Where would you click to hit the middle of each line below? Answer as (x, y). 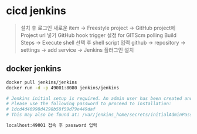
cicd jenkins (36, 11)
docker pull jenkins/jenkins (42, 82)
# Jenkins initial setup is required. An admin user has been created (94, 98)
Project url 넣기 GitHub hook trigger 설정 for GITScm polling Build (98, 35)
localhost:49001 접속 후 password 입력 (52, 125)
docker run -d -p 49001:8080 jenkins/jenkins (62, 88)
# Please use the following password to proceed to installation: (89, 104)
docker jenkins (34, 69)
